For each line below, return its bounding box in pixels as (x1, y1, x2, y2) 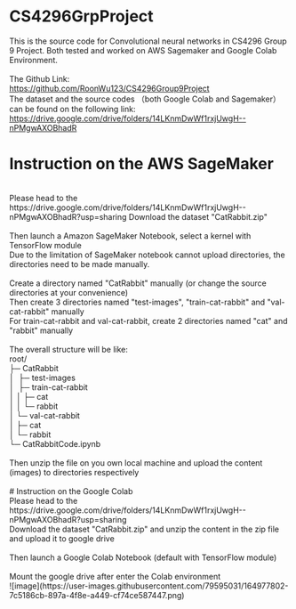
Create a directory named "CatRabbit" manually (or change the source (9, 278, 267, 288)
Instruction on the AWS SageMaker (9, 154, 274, 175)
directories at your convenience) (9, 287, 129, 297)
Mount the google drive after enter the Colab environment (9, 571, 221, 581)
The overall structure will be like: (9, 344, 129, 354)
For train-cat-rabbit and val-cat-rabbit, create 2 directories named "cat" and (9, 315, 288, 326)
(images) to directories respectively (9, 467, 140, 477)
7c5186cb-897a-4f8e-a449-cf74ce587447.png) (9, 589, 185, 600)
